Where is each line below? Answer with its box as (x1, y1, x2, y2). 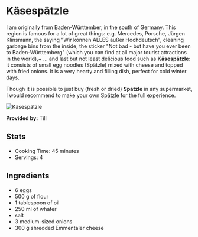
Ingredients (6, 171, 50, 181)
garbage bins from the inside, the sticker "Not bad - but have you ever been (6, 43, 191, 50)
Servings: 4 (14, 154, 43, 161)
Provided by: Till (6, 114, 47, 122)
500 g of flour (14, 193, 49, 200)
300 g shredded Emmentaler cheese (14, 224, 105, 231)
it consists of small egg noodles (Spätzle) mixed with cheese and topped (6, 61, 183, 69)
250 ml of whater (14, 205, 57, 212)
